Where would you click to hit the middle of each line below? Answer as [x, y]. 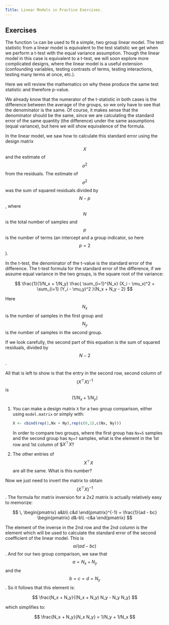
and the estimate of [25, 157]
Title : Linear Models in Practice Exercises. [54, 10]
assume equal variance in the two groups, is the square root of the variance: [84, 274]
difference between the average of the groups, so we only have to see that [83, 105]
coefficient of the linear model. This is [45, 538]
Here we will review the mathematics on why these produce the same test [82, 84]
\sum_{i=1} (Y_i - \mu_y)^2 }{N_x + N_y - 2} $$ [85, 289]
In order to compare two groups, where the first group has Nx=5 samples [88, 433]
